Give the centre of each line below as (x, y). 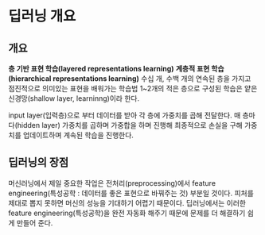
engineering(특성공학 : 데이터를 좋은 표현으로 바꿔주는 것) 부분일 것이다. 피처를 (131, 193)
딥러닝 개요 (42, 16)
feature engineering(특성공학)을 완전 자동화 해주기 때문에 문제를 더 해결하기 (127, 213)
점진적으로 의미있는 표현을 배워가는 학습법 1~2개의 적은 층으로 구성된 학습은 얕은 (133, 89)
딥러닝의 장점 (39, 162)
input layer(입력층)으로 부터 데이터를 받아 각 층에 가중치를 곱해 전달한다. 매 (125, 115)
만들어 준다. (35, 222)
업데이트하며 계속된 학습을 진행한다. (78, 135)
